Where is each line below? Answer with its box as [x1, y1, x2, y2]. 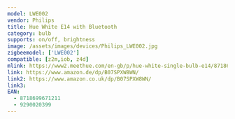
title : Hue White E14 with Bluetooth [7, 23, 117, 30]
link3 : [7, 82, 27, 89]
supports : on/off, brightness [7, 36, 96, 43]
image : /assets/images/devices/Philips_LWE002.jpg [7, 43, 158, 50]
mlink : [7, 62, 27, 69]
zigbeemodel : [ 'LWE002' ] [7, 50, 80, 57]
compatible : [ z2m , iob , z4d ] [7, 56, 90, 63]
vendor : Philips [7, 17, 55, 24]
